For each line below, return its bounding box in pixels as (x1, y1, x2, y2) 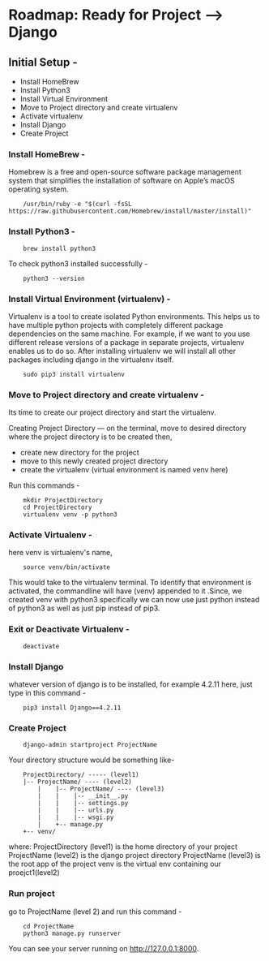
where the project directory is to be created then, (8, 432, 173, 442)
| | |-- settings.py (37, 799, 129, 808)
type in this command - (8, 688, 87, 698)
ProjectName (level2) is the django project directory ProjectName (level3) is (8, 851, 261, 860)
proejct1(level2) (8, 868, 61, 877)
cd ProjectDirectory (23, 503, 92, 512)
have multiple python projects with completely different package (8, 320, 224, 330)
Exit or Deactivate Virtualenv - (8, 623, 130, 635)
